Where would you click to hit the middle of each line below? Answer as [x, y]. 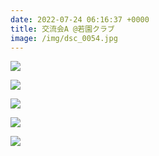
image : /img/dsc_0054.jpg [64, 38]
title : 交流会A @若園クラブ [62, 29]
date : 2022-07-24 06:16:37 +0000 [80, 19]
